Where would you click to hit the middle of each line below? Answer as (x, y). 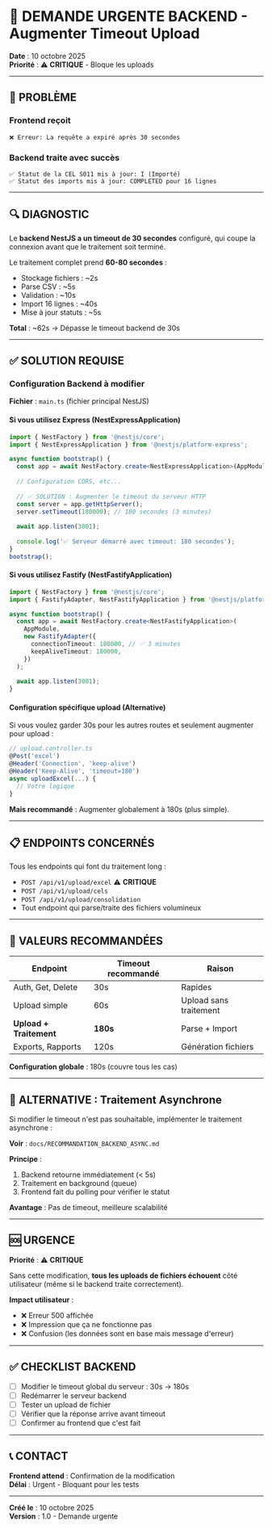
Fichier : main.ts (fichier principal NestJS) (80, 401)
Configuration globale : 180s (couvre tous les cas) (94, 1067)
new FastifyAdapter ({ (60, 637)
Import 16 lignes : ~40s (59, 304)
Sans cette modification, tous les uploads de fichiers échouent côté (123, 1276)
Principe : (26, 1158)
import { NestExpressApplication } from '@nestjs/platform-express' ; (129, 444)
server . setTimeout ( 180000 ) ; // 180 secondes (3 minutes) (114, 512)
